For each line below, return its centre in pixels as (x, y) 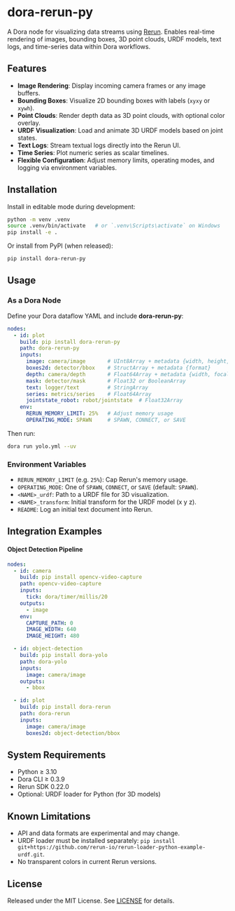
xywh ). (26, 108)
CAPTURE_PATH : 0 (49, 623)
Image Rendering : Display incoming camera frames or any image (112, 86)
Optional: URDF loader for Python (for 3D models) (89, 794)
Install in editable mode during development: (71, 206)
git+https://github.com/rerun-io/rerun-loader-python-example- (112, 847)
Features (27, 68)
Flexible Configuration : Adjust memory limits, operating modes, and (116, 160)
